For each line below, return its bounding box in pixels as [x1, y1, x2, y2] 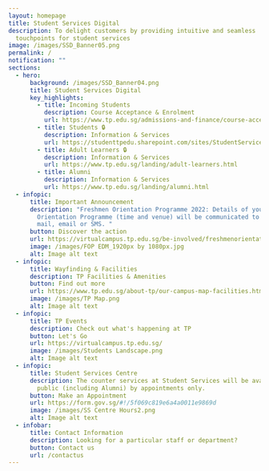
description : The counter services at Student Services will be [29, 376, 249, 384]
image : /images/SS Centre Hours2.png [29, 406, 156, 415]
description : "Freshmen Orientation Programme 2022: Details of [29, 205, 249, 213]
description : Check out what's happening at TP [29, 324, 192, 332]
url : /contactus [29, 451, 84, 459]
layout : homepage [8, 11, 66, 20]
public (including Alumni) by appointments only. [37, 384, 206, 392]
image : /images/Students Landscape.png [29, 347, 163, 355]
